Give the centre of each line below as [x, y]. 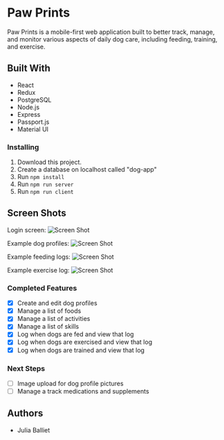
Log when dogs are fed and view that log [75, 334]
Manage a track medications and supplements [83, 391]
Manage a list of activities [54, 319]
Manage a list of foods [49, 311]
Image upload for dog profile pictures [70, 383]
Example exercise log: [38, 270]
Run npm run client [45, 192]
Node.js [28, 107]
